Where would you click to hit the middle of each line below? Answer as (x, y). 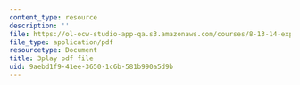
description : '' (39, 26)
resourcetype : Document (54, 50)
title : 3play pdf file (51, 58)
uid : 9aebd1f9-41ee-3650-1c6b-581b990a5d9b (92, 67)
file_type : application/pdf (62, 42)
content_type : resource (54, 17)
